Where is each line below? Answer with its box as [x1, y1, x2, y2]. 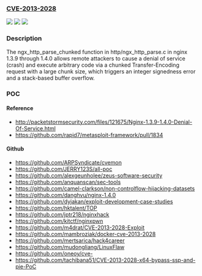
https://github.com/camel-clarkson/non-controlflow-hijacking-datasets [15, 185, 195, 192]
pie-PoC [15, 263, 37, 270]
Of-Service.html [15, 124, 56, 132]
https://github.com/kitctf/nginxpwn [15, 217, 103, 225]
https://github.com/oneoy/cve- [15, 250, 93, 257]
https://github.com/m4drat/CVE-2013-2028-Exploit [15, 223, 145, 231]
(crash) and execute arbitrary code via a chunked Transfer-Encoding [6, 61, 179, 69]
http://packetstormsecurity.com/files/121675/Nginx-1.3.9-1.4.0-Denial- [15, 118, 193, 125]
